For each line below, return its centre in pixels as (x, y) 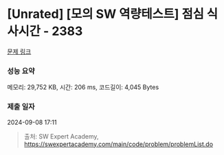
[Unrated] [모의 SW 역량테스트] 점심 (105, 14)
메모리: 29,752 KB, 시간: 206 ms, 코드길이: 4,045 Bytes (83, 87)
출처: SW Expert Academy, (61, 136)
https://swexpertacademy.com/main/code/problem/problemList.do (119, 144)
